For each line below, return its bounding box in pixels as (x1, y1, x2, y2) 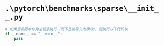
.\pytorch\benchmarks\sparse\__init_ (5, 4, 159, 13)
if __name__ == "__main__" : (5, 31, 63, 36)
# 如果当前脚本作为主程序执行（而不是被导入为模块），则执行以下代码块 (5, 26, 128, 32)
